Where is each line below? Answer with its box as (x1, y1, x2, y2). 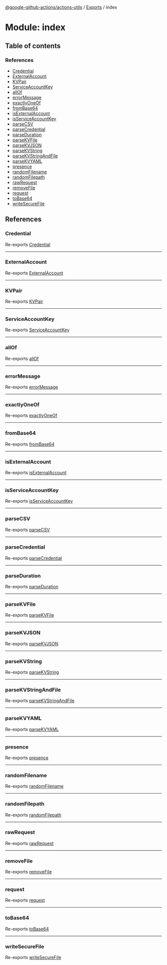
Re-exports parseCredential (5, 555, 62, 561)
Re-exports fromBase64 (5, 441, 55, 447)
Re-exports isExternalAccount (5, 469, 67, 475)
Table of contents (5, 41, 61, 50)
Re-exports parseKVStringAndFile (5, 698, 75, 704)
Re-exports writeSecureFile (5, 954, 61, 960)
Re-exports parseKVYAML (5, 726, 59, 732)
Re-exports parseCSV (5, 527, 50, 533)
